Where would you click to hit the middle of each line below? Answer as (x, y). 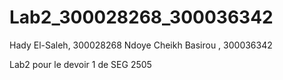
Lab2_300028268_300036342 (141, 17)
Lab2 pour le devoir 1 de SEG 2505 (80, 64)
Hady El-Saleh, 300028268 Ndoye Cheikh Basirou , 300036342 (141, 45)
